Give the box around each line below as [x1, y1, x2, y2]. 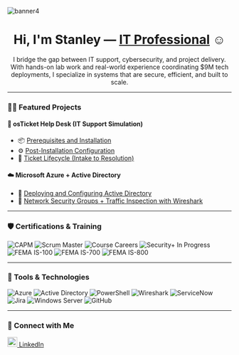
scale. [110, 78, 129, 86]
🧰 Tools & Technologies [7, 272, 90, 282]
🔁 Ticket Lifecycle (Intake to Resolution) [17, 154, 134, 163]
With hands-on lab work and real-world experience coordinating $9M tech [10, 63, 229, 71]
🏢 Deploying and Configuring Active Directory [17, 189, 152, 198]
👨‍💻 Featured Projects [7, 102, 82, 112]
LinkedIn [18, 340, 44, 349]
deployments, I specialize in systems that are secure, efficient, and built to [11, 70, 228, 78]
